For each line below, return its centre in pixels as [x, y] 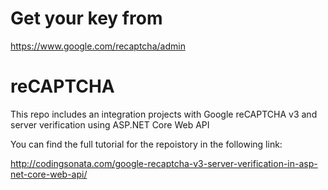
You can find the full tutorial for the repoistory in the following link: [146, 144]
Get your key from [86, 18]
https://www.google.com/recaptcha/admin [98, 46]
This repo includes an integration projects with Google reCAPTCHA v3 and [164, 114]
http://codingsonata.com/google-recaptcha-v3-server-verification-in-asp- [164, 163]
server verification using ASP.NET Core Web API [110, 124]
